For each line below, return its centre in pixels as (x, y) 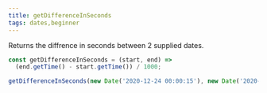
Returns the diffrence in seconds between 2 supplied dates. (106, 45)
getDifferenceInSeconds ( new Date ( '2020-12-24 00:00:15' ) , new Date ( (124, 81)
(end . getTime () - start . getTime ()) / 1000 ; (88, 67)
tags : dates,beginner (44, 23)
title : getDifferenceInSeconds (60, 15)
